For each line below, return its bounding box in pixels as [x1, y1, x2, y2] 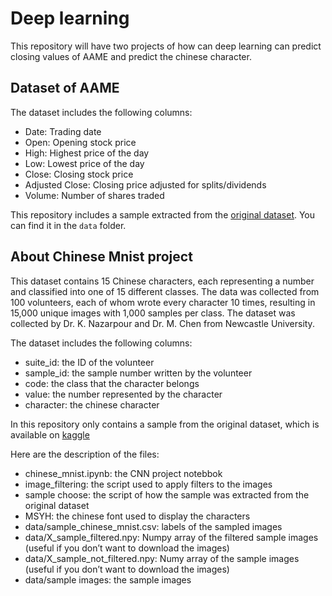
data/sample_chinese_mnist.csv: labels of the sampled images [24, 520, 283, 532]
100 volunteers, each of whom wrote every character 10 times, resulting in [10, 296, 316, 308]
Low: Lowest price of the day [24, 157, 145, 169]
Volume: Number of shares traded [24, 189, 165, 201]
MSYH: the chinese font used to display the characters [24, 510, 251, 522]
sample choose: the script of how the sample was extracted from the [24, 488, 310, 501]
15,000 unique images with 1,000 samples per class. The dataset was [10, 307, 296, 319]
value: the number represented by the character [24, 388, 223, 400]
